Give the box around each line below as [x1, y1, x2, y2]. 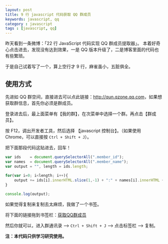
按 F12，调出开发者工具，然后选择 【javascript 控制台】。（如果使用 [5, 127, 141, 133]
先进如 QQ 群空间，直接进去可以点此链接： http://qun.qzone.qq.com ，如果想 [5, 94, 162, 100]
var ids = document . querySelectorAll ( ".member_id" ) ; [5, 154, 124, 159]
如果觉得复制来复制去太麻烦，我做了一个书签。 [5, 201, 101, 207]
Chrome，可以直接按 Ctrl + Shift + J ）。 [5, 134, 91, 140]
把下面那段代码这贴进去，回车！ [5, 144, 71, 150]
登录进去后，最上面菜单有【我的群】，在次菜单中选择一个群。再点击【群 [5, 111, 152, 117]
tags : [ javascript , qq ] [5, 26, 57, 31]
